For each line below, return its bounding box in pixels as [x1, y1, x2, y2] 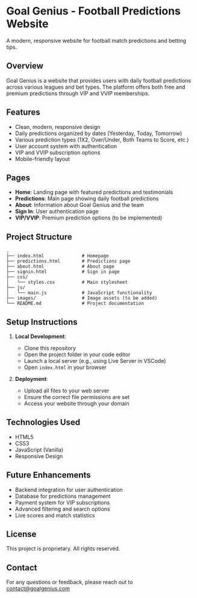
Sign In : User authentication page [14, 208, 99, 215]
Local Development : [14, 333, 66, 340]
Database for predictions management [14, 493, 111, 500]
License [6, 529, 37, 540]
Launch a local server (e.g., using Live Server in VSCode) [23, 357, 166, 364]
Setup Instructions [6, 316, 78, 327]
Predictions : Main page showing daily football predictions [14, 195, 159, 203]
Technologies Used [6, 417, 80, 427]
